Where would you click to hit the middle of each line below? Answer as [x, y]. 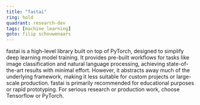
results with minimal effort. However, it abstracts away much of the [108, 70]
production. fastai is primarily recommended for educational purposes [107, 83]
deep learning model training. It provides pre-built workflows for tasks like [98, 58]
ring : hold [20, 17]
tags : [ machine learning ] [38, 28]
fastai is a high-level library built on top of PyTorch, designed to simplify [95, 51]
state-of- [177, 64]
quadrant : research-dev [36, 23]
